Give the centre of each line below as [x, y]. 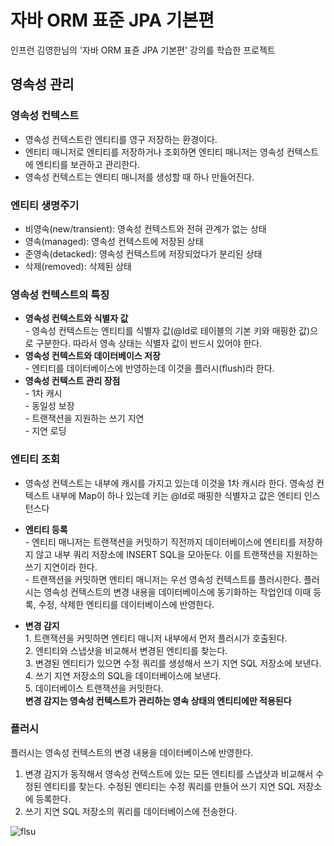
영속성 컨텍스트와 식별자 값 [76, 318]
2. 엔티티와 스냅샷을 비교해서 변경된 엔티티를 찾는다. [126, 650]
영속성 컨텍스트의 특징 [60, 294]
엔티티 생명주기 [45, 205]
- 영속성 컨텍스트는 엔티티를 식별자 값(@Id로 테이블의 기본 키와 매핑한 [160, 331]
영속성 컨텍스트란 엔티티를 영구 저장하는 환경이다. [121, 139]
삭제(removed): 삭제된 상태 [78, 266]
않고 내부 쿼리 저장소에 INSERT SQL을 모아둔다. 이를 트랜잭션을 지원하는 [177, 554]
